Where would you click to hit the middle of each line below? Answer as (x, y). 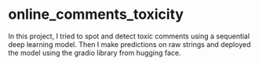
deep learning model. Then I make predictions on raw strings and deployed (129, 44)
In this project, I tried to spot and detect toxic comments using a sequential (129, 36)
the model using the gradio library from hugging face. (95, 52)
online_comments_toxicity (96, 14)
